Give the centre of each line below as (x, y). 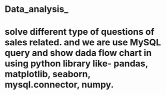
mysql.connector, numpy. (59, 85)
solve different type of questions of (79, 32)
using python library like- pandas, (76, 64)
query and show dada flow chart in (78, 53)
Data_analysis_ (36, 9)
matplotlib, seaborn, (47, 74)
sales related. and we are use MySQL (83, 43)
